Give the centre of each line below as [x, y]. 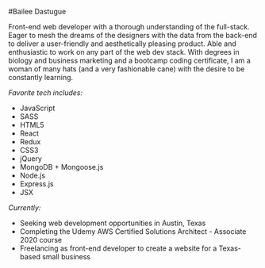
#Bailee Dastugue [37, 11]
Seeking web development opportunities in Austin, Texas [113, 223]
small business [67, 257]
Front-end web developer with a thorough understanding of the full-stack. [129, 27]
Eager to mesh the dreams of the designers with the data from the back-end [133, 35]
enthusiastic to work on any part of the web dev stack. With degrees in [124, 52]
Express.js [36, 184]
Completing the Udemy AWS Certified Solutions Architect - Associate [133, 232]
